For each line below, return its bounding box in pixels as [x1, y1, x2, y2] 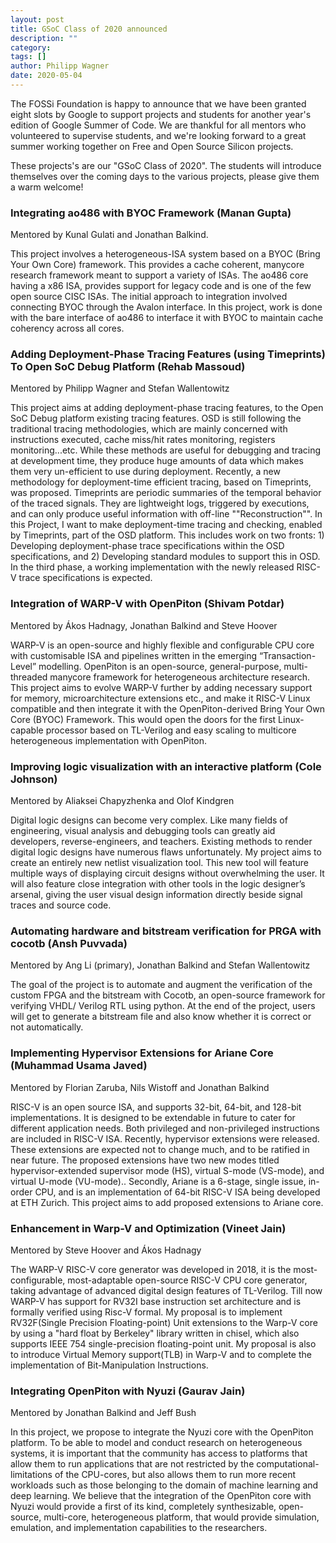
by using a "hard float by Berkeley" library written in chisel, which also [10, 1327, 300, 1339]
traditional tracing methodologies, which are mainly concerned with [10, 423, 288, 435]
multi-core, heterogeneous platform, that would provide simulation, [43, 1511, 320, 1523]
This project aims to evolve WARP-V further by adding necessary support [10, 681, 313, 693]
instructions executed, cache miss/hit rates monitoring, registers [10, 434, 276, 446]
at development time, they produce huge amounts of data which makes [10, 455, 304, 467]
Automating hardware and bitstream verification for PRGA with [10, 924, 322, 938]
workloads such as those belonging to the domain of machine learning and [10, 1479, 319, 1491]
